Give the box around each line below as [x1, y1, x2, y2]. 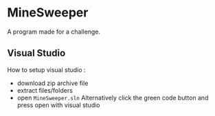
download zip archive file [16, 79, 89, 87]
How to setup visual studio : [7, 65, 86, 73]
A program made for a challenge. [7, 27, 101, 36]
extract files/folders [16, 86, 73, 94]
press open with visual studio [16, 101, 100, 109]
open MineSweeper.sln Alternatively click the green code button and [16, 93, 209, 102]
